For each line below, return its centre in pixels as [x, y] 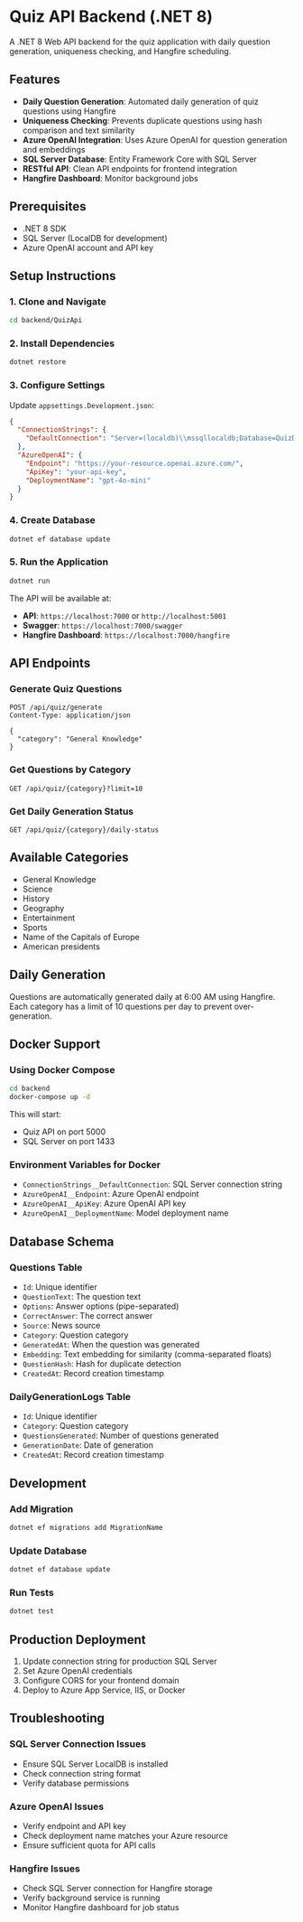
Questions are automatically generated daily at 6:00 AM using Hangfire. [142, 996]
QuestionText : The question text [82, 1297]
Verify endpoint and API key [74, 1826]
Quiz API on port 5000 [64, 1132]
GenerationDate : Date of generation [87, 1445]
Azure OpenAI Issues [57, 1806]
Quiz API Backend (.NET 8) [111, 17]
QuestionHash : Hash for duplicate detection [102, 1364]
